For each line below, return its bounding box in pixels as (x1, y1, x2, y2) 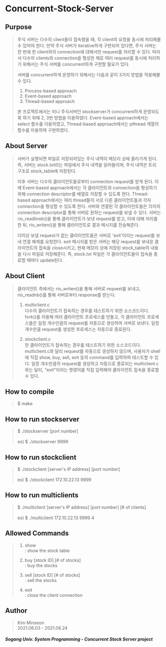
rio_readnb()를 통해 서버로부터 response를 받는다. (17, 292, 116, 298)
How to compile (5, 387, 55, 396)
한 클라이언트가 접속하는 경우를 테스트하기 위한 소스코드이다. (24, 342, 142, 348)
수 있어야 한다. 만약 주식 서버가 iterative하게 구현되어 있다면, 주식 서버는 (17, 43, 157, 49)
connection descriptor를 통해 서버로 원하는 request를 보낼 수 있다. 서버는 (17, 209, 161, 216)
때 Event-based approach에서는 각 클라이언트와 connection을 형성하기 (17, 184, 157, 191)
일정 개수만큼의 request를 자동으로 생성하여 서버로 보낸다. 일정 (38, 320, 160, 326)
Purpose (5, 23, 32, 31)
